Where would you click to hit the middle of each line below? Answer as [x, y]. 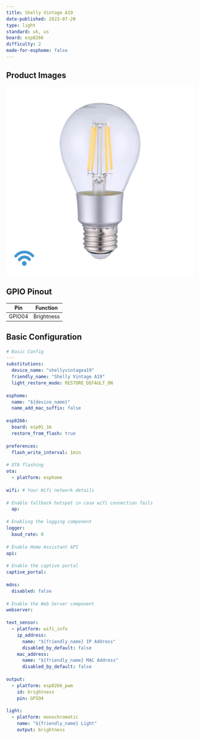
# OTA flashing [25, 465]
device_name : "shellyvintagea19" [53, 371]
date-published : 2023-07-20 [41, 19]
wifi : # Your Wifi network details [50, 490]
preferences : [22, 446]
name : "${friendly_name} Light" [57, 723]
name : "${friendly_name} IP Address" [69, 642]
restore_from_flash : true [44, 433]
